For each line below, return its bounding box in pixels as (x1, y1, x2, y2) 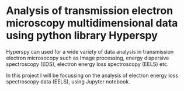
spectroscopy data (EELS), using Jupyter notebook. (6, 78, 130, 85)
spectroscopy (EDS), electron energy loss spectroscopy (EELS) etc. (6, 60, 169, 68)
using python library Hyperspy (6, 29, 158, 42)
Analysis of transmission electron (6, 4, 173, 17)
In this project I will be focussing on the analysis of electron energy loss (6, 72, 178, 79)
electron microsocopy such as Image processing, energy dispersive (6, 54, 169, 61)
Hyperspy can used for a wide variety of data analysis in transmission (6, 48, 174, 55)
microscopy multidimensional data (6, 16, 178, 30)
